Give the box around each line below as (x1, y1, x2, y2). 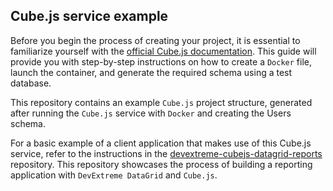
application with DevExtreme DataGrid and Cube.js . (10, 169, 218, 181)
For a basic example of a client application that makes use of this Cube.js (10, 137, 312, 149)
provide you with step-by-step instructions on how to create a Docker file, (10, 55, 313, 68)
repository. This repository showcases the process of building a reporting (10, 158, 313, 170)
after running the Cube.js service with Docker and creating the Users (10, 107, 292, 119)
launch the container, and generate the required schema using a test (10, 66, 293, 78)
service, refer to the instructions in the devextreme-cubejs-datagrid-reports (10, 147, 323, 159)
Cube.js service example (10, 8, 169, 25)
